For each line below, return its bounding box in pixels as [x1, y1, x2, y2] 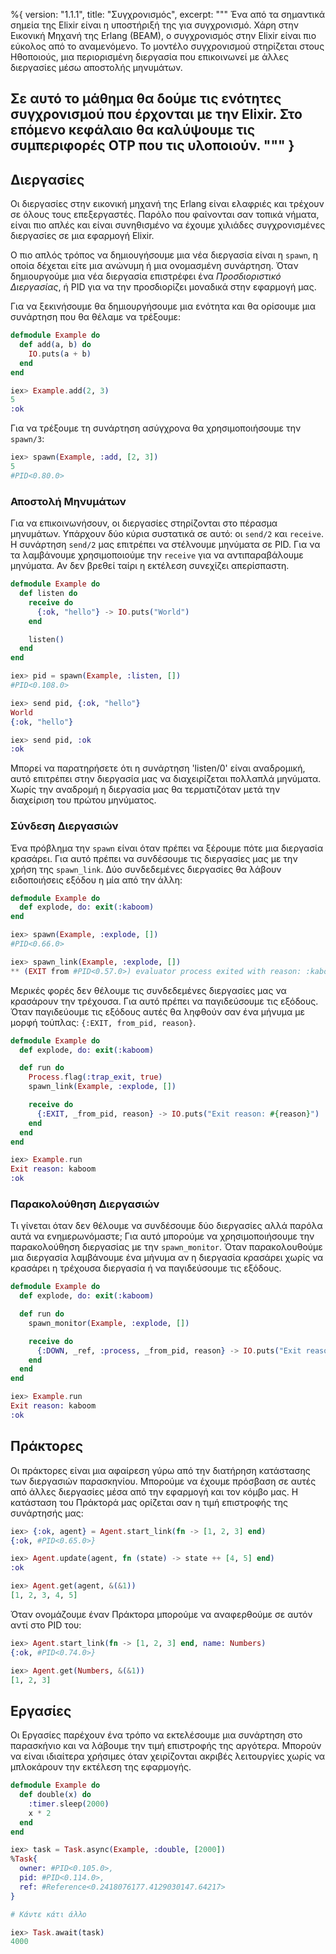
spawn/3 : [10, 433, 45, 445]
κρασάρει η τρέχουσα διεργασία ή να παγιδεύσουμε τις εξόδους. [10, 1262, 282, 1274]
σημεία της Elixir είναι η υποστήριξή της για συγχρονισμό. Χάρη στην [10, 19, 299, 31]
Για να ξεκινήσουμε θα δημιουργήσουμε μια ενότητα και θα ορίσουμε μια [10, 300, 317, 313]
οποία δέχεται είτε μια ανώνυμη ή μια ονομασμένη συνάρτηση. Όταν [10, 260, 299, 272]
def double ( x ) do [19, 1790, 92, 1800]
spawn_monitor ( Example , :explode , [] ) [28, 1318, 190, 1328]
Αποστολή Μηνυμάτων [10, 494, 127, 508]
